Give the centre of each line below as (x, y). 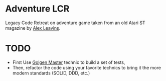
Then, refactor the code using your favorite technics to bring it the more (87, 67)
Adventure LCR (37, 9)
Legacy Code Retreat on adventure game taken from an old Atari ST (75, 23)
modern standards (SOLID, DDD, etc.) (51, 73)
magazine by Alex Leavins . (33, 28)
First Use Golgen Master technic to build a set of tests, (69, 62)
